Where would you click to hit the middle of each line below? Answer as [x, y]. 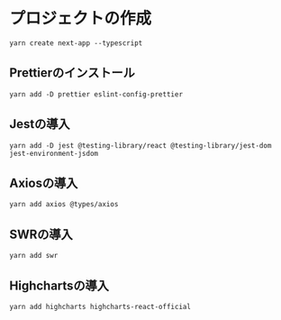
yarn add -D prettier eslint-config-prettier [96, 94]
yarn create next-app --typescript [76, 43]
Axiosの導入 [44, 183]
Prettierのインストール [72, 73]
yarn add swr [34, 256]
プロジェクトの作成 [81, 18]
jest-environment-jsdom [54, 153]
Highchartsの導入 [59, 285]
